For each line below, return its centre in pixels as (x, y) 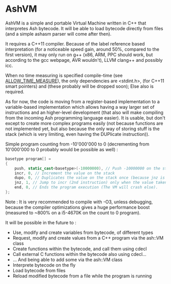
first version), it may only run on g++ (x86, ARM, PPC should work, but (79, 55)
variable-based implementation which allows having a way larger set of (80, 107)
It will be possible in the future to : (41, 222)
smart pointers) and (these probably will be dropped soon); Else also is (79, 86)
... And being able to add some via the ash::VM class (67, 259)
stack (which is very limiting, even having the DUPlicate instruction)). (77, 134)
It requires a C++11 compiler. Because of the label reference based (75, 43)
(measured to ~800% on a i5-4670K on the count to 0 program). (73, 212)
